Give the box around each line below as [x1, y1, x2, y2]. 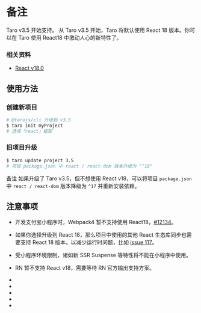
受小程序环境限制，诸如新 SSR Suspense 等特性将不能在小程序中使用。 [14, 252, 191, 259]
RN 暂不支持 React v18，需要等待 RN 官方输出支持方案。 [14, 264, 155, 272]
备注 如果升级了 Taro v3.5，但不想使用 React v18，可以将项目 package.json [6, 175, 192, 182]
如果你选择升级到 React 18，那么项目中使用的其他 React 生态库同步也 [14, 231, 187, 239]
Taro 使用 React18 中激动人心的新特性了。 [17, 34, 122, 41]
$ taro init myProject [6, 123, 63, 129]
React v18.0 [14, 64, 44, 72]
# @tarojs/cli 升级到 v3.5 [6, 117, 71, 123]
